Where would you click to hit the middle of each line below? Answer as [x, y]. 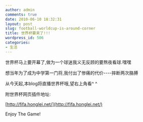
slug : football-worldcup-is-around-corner [50, 29]
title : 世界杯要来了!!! [28, 33]
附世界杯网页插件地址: [28, 94]
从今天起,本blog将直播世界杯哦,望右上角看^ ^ [51, 83]
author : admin [20, 10]
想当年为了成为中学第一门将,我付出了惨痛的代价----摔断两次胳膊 [72, 73]
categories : [18, 43]
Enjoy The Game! [23, 114]
